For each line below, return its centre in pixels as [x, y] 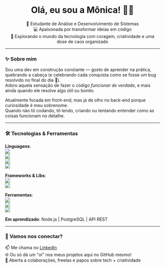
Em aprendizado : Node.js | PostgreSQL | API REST [56, 219]
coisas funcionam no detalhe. [35, 116]
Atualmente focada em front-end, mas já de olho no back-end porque [75, 100]
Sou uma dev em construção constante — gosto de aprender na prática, [78, 70]
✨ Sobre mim [21, 59]
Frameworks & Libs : [26, 175]
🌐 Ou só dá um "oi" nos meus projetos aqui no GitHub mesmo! [68, 254]
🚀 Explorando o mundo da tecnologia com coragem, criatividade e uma [82, 36]
